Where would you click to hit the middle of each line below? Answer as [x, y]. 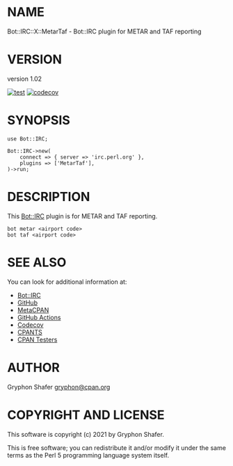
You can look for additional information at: [67, 282]
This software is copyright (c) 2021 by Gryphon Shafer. [86, 434]
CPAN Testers [37, 339]
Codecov [30, 325]
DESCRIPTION [49, 197]
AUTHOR [34, 368]
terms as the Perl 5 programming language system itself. [88, 455]
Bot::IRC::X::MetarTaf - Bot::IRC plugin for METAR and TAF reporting [104, 31]
